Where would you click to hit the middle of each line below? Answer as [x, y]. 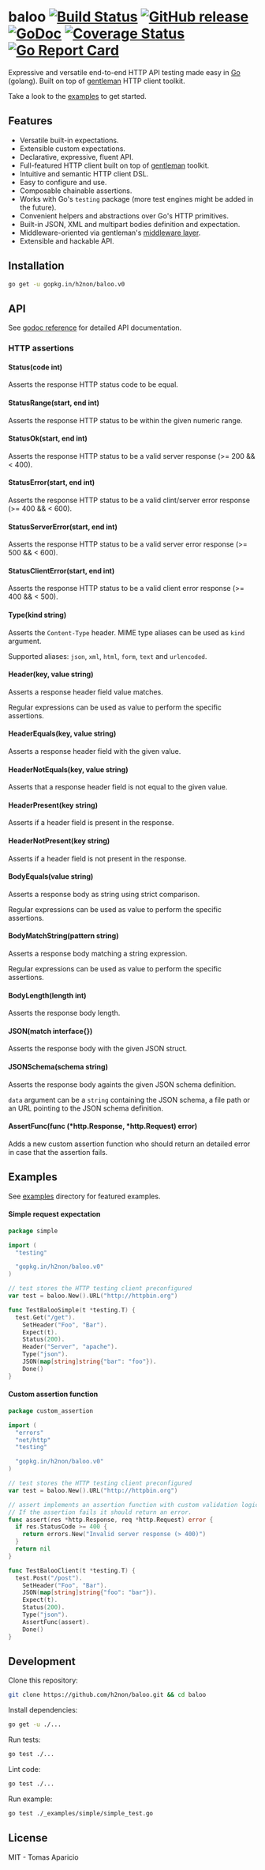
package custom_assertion [50, 1411]
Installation [36, 266]
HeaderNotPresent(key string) [59, 841]
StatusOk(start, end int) [48, 438]
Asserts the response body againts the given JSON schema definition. [122, 1085]
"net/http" [33, 1440]
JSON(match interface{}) [50, 1031]
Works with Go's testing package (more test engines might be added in [136, 199]
